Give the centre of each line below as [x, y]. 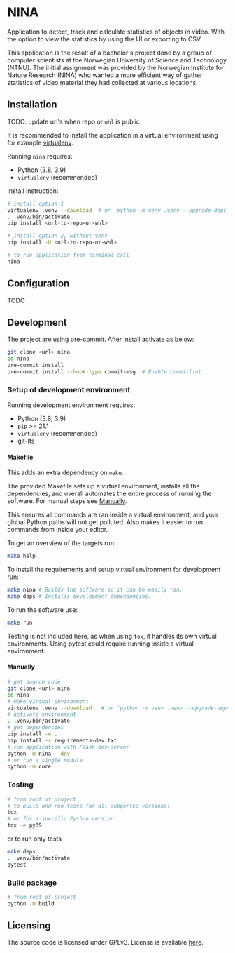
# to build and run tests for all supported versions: [89, 806]
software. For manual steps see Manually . [67, 501]
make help [22, 556]
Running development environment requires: [71, 405]
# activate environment [42, 714]
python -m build [31, 904]
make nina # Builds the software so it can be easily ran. [95, 590]
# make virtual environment [48, 701]
